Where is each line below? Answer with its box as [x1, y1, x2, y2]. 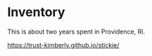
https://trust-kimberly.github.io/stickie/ [7, 41, 120, 49]
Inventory [7, 4, 65, 20]
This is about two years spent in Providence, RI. [7, 27, 146, 36]
